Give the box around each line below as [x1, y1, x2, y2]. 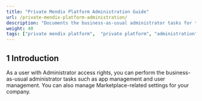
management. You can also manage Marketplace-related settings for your [6, 81, 189, 88]
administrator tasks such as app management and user [29, 75, 165, 82]
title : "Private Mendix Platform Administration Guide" [6, 8, 149, 15]
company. [6, 88, 31, 95]
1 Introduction [6, 53, 59, 63]
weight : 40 [6, 25, 34, 32]
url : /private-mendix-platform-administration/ [6, 14, 128, 20]
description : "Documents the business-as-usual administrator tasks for [6, 20, 192, 26]
